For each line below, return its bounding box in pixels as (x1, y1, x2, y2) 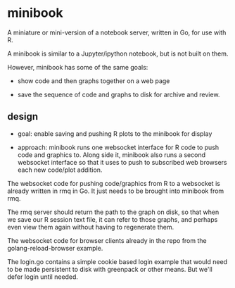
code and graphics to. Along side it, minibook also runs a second (17, 150, 206, 159)
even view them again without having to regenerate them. (7, 223, 174, 231)
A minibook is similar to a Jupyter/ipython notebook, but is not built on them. (7, 49, 229, 58)
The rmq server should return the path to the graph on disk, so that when (7, 208, 220, 216)
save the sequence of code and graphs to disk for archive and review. (17, 90, 220, 99)
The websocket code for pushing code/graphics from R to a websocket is (7, 179, 220, 187)
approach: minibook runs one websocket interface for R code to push (17, 143, 220, 151)
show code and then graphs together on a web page (17, 76, 170, 85)
